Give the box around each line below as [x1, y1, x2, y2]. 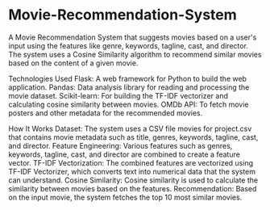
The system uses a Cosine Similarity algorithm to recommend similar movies [8, 49, 262, 59]
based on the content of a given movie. [8, 58, 139, 68]
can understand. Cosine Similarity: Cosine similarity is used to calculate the [8, 175, 259, 185]
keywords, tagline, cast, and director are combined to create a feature [8, 149, 240, 159]
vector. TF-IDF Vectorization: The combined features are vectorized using [8, 157, 254, 167]
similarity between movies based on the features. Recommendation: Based [8, 183, 257, 193]
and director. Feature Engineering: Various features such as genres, [8, 141, 233, 150]
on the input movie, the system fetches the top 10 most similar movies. [8, 192, 243, 202]
